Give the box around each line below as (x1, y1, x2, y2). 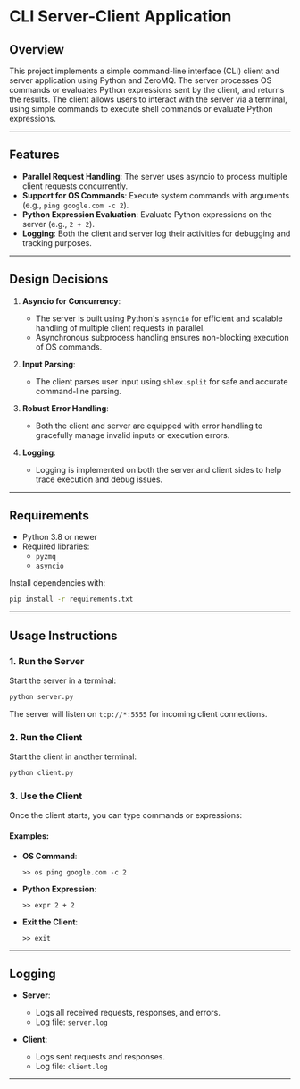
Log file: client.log (35, 1061, 109, 1072)
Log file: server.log (35, 1017, 109, 1027)
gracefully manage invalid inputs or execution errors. (35, 429, 230, 440)
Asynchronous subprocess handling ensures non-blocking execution (35, 332, 289, 342)
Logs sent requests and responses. (35, 1051, 165, 1062)
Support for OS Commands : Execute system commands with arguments (21, 190, 290, 200)
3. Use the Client (9, 789, 83, 802)
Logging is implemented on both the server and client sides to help (35, 464, 282, 475)
